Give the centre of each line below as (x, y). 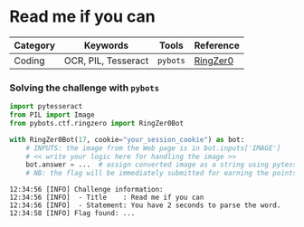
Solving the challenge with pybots (85, 88)
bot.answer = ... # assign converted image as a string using (147, 165)
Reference (217, 45)
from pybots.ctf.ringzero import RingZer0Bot (96, 123)
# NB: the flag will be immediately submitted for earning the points (161, 174)
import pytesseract (46, 107)
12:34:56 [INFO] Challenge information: (87, 190)
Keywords (107, 45)
